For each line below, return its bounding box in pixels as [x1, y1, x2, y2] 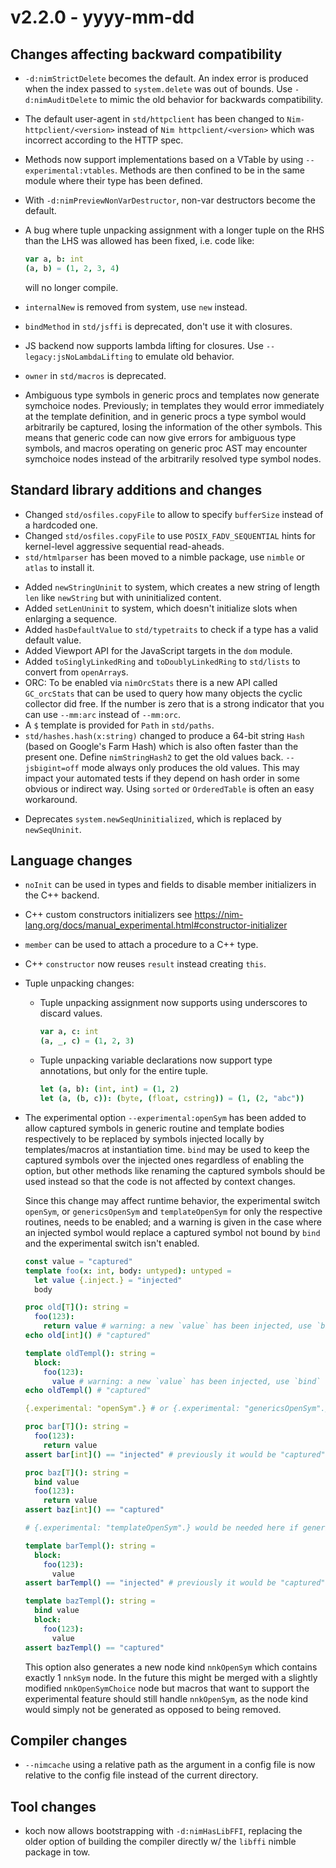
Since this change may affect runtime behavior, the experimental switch [24, 1194, 321, 1206]
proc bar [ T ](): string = [24, 1422, 129, 1432]
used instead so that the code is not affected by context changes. [24, 1175, 296, 1187]
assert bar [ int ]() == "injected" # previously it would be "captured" [24, 1449, 326, 1460]
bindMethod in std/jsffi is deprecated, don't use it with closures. [24, 320, 293, 332]
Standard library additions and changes [10, 482, 263, 499]
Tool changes [10, 1798, 97, 1815]
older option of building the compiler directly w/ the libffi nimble [24, 1836, 297, 1848]
